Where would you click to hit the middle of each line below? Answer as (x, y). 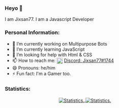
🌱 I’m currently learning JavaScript (48, 49)
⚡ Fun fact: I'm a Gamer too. (41, 73)
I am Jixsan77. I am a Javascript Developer (50, 19)
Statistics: (18, 89)
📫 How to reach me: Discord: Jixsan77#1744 (63, 60)
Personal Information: (32, 33)
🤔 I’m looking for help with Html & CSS (52, 55)
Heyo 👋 (14, 8)
